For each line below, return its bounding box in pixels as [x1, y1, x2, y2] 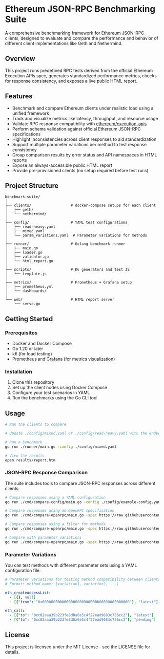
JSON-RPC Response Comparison [5, 469, 88, 476]
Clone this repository [12, 379, 55, 385]
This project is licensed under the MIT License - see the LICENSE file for [5, 644, 150, 650]
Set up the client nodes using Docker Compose [12, 385, 107, 391]
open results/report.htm [5, 458, 56, 462]
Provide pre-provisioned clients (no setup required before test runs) [12, 167, 149, 173]
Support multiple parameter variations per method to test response [12, 141, 147, 147]
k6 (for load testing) [12, 351, 52, 357]
